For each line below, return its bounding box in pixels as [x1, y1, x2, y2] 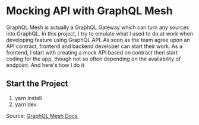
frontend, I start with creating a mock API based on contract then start [6, 49, 178, 56]
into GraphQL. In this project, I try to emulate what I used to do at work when [6, 30, 194, 37]
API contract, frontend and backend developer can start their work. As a [6, 43, 183, 50]
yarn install [14, 94, 42, 101]
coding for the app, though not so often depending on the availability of [6, 55, 181, 62]
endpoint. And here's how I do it [6, 61, 84, 69]
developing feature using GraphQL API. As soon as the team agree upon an [6, 36, 190, 43]
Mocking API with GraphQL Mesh [6, 4, 173, 18]
